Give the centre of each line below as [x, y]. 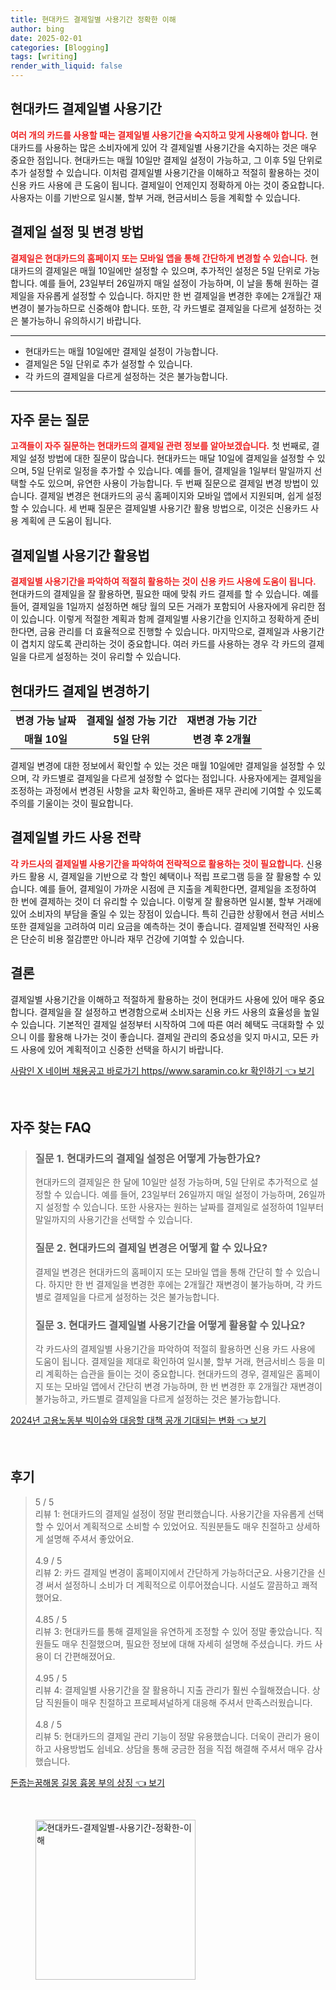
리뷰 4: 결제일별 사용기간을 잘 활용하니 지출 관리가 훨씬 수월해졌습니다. [172, 1690]
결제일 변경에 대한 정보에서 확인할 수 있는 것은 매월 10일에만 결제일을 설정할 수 [162, 766]
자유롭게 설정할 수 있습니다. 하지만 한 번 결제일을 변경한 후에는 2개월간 [174, 295]
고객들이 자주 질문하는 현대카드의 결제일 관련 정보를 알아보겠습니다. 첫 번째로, [160, 446]
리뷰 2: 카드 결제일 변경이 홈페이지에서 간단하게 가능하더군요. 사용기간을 [175, 1572]
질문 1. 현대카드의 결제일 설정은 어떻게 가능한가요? [148, 1158]
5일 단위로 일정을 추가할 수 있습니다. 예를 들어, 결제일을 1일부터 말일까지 [171, 471]
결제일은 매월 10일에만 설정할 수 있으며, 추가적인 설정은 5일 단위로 [173, 270]
